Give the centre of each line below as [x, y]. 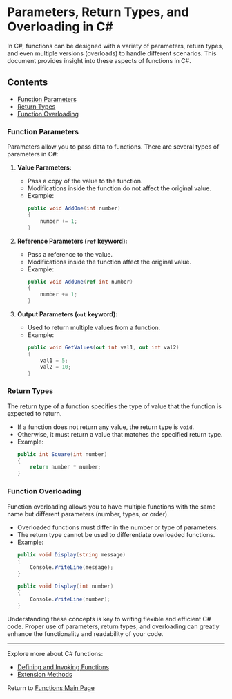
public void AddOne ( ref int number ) [80, 282]
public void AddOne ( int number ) [74, 208]
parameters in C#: [33, 154]
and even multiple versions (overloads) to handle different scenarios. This [112, 53]
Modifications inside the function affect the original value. [109, 262]
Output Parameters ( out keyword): [67, 314]
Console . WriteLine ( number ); [70, 599]
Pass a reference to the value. [70, 254]
